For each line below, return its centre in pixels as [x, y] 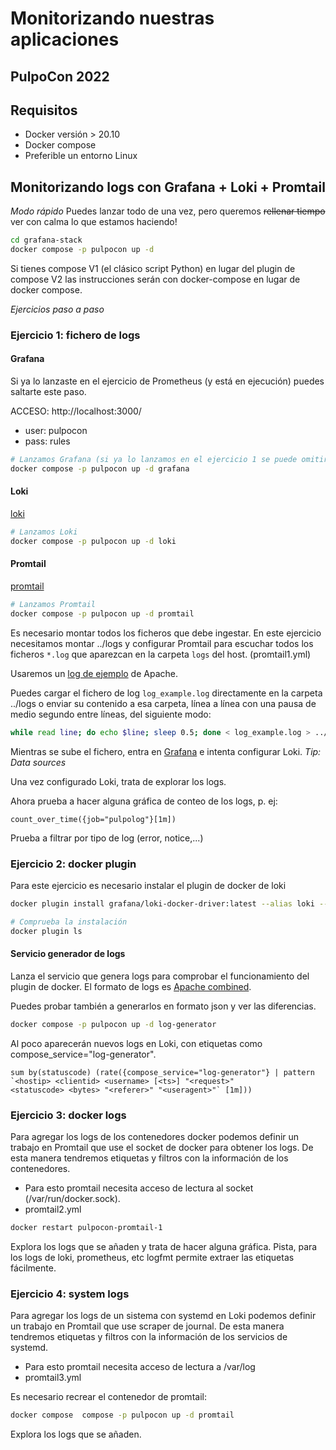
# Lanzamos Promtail [53, 604]
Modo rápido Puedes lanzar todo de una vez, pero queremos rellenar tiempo [168, 211]
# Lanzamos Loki [44, 532]
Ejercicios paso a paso [57, 309]
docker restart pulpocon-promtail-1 [86, 1227]
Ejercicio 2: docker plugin [73, 864]
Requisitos [44, 110]
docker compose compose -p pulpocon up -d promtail [122, 1415]
